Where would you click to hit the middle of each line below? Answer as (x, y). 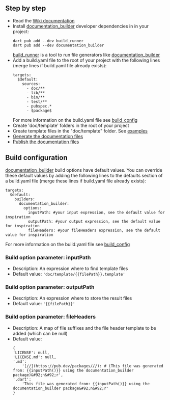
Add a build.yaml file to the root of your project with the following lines (86, 60)
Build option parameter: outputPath (50, 287)
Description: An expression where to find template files (70, 268)
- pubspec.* (39, 106)
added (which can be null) (40, 333)
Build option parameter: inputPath (48, 257)
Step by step (26, 8)
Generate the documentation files (48, 136)
